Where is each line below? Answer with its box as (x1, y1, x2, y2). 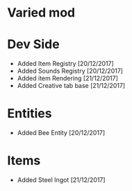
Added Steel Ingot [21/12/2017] (17, 176, 106, 184)
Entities (7, 106, 52, 122)
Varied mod (7, 5, 75, 21)
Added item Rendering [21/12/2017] (17, 74, 118, 82)
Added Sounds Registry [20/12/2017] (17, 67, 124, 75)
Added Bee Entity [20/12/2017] (17, 129, 106, 137)
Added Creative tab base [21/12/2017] (17, 82, 126, 90)
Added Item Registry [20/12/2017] (17, 60, 115, 68)
